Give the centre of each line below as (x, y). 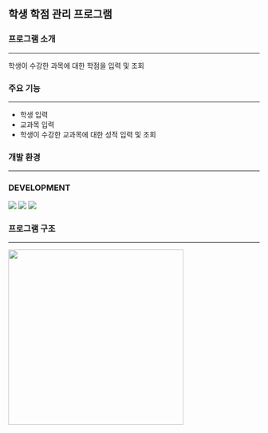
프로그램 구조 (32, 228)
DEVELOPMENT (39, 188)
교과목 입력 (37, 124)
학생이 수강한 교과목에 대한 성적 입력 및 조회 (88, 134)
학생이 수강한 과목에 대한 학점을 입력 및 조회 (77, 66)
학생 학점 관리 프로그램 (61, 14)
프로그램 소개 (32, 39)
